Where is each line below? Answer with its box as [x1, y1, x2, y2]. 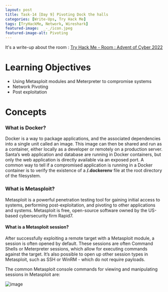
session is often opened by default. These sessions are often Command [5, 240, 153, 246]
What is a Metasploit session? [5, 224, 69, 230]
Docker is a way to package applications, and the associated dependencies [5, 135, 161, 141]
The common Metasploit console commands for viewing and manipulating [5, 266, 158, 272]
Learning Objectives [5, 62, 91, 73]
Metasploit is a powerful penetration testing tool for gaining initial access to [5, 196, 160, 202]
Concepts [5, 106, 46, 118]
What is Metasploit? [5, 185, 55, 192]
